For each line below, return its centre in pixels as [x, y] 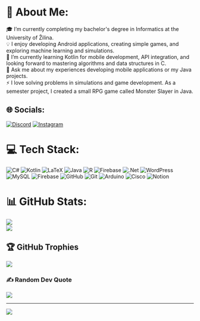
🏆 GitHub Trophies [43, 247]
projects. [17, 76]
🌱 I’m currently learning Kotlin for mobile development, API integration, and [98, 57]
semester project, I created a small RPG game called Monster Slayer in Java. [100, 91]
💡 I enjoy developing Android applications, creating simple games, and [93, 43]
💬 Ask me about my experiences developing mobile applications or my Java [99, 69]
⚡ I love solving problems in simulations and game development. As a [91, 82]
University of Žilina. [30, 38]
